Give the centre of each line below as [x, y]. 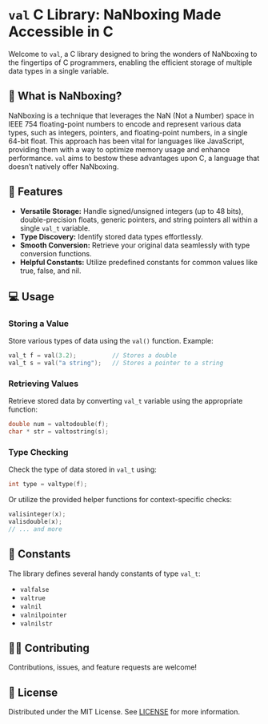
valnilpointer [43, 615]
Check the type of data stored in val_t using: [83, 469]
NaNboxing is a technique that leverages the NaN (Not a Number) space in [131, 115]
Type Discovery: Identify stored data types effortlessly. [112, 236]
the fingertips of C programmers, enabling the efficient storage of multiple [130, 62]
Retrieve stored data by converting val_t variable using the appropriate [126, 401]
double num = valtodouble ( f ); [59, 424]
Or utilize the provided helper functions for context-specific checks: [120, 500]
